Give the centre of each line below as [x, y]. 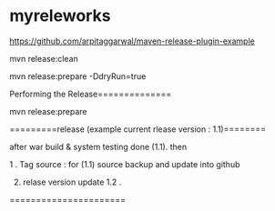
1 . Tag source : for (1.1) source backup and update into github [125, 164]
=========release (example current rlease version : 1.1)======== [138, 129]
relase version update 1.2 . [72, 182]
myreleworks [60, 16]
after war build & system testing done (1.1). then [98, 146]
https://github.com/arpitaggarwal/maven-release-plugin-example [132, 41]
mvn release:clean [44, 58]
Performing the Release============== [91, 94]
